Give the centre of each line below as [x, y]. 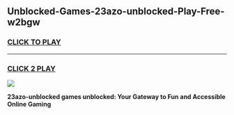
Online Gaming [29, 104]
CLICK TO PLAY [34, 43]
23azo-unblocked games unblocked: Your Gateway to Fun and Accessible [117, 96]
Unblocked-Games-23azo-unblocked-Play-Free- [116, 11]
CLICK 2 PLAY [31, 68]
